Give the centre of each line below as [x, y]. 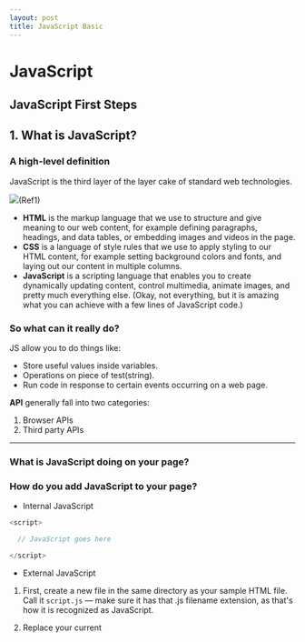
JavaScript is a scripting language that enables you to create [137, 276]
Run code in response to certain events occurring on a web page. [145, 385]
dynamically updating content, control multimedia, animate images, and [156, 285]
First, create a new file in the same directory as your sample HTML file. [155, 590]
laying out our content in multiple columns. [102, 266]
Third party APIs [53, 430]
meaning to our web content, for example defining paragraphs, [140, 227]
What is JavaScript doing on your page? [99, 462]
